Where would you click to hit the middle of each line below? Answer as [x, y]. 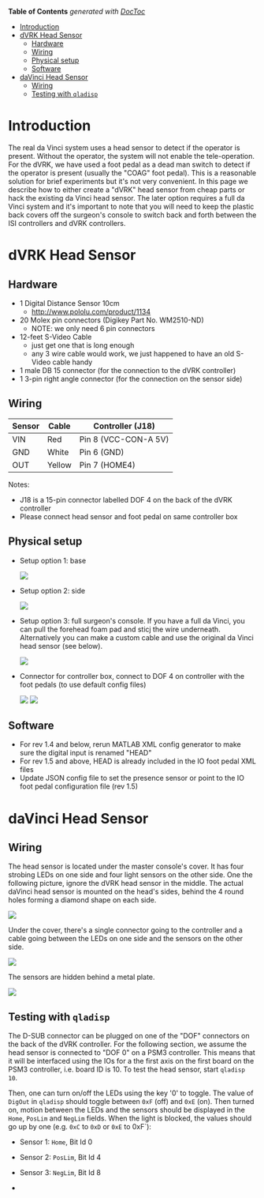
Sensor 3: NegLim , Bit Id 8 [60, 1173]
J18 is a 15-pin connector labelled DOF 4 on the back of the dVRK [126, 499]
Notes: [19, 484]
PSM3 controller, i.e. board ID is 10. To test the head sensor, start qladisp [127, 1069]
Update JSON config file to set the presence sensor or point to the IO [132, 778]
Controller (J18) [124, 426]
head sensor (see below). [61, 646]
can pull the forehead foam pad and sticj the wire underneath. [120, 629]
